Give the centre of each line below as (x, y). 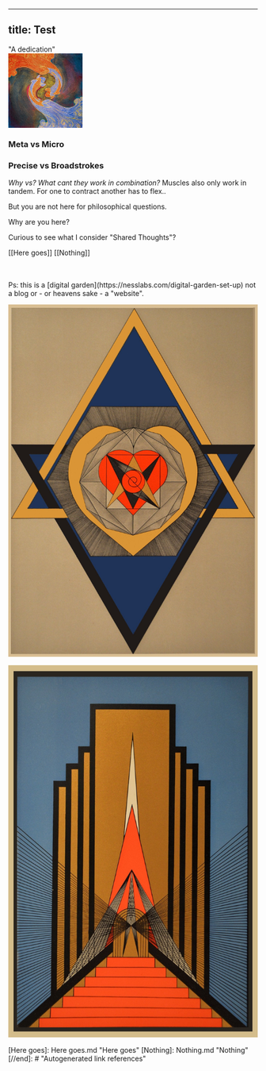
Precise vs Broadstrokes (56, 165)
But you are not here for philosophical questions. (88, 206)
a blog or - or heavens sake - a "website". (76, 294)
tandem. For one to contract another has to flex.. (87, 191)
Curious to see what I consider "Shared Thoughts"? (92, 237)
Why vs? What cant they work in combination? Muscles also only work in (127, 183)
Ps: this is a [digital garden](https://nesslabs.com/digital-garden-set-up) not (132, 285)
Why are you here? (39, 222)
